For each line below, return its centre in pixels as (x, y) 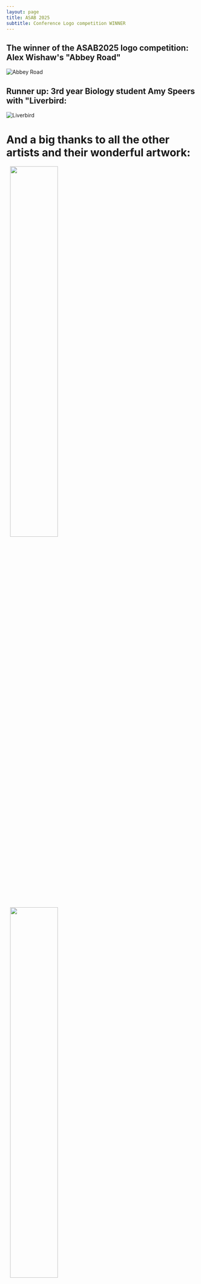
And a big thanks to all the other (88, 140)
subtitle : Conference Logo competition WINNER (66, 23)
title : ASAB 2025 (28, 18)
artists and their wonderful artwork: (98, 153)
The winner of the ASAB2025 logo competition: (97, 48)
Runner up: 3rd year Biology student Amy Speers (101, 91)
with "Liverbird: (37, 101)
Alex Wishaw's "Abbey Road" (64, 57)
